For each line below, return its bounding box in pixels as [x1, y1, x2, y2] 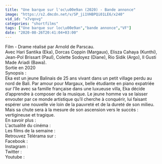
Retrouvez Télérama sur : [5, 133, 56, 139]
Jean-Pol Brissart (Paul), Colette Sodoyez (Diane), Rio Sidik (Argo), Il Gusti [5, 54, 157, 60]
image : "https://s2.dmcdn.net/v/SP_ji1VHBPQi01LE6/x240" [5, 12, 125, 17]
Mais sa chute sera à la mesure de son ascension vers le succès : [5, 107, 139, 113]
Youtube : [5, 154, 25, 160]
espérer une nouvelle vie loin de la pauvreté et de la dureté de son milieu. [5, 102, 155, 107]
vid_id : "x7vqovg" [5, 16, 43, 21]
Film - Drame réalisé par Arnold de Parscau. [5, 44, 95, 49]
